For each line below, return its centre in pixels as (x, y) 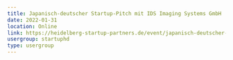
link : (15, 33)
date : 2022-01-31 (32, 20)
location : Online (32, 26)
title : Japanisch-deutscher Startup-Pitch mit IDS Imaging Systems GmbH (114, 13)
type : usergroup (31, 46)
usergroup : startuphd (38, 39)
